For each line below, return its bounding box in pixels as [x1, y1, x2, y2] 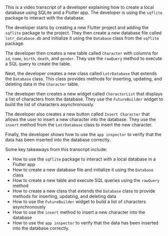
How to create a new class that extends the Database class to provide [12, 188, 155, 194]
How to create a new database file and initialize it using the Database [12, 167, 154, 172]
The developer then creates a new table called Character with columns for [5, 50, 158, 56]
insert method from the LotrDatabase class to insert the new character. [5, 122, 153, 127]
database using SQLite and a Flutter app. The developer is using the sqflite [5, 9, 163, 15]
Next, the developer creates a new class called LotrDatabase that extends [5, 70, 157, 76]
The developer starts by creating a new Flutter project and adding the [5, 24, 149, 30]
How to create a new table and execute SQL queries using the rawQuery [12, 177, 159, 183]
